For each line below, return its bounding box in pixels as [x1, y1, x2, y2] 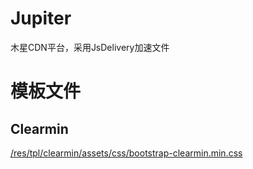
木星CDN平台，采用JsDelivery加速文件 [10, 41, 170, 53]
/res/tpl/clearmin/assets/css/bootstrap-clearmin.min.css [10, 147, 243, 159]
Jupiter [10, 7, 72, 30]
